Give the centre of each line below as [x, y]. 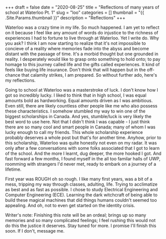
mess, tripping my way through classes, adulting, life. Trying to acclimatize [81, 184]
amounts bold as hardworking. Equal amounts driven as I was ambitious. [79, 101]
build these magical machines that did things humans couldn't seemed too [81, 200]
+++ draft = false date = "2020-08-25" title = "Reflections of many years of [82, 7]
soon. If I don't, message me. [35, 231]
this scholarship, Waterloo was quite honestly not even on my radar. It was [81, 143]
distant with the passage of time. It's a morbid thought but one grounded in [82, 54]
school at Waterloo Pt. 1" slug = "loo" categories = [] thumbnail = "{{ [75, 12]
